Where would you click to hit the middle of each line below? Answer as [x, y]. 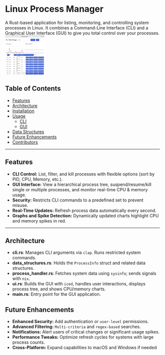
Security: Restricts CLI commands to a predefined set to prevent [78, 200]
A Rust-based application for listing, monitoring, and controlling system [77, 23]
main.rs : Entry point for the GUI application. [56, 294]
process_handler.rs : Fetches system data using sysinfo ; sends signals [84, 274]
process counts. [28, 342]
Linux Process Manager [55, 9]
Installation [23, 111]
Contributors [25, 142]
